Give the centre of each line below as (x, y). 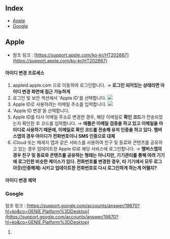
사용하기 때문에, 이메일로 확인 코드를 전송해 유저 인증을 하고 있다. (90, 130)
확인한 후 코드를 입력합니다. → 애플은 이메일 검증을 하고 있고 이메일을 (90, 123)
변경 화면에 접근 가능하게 (46, 92)
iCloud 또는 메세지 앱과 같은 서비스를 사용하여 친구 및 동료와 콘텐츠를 (81, 142)
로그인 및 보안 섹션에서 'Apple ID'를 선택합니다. (59, 98)
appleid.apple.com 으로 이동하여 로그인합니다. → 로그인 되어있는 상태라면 (86, 85)
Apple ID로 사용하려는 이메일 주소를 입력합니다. (59, 104)
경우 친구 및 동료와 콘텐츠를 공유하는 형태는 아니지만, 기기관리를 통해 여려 (84, 155)
